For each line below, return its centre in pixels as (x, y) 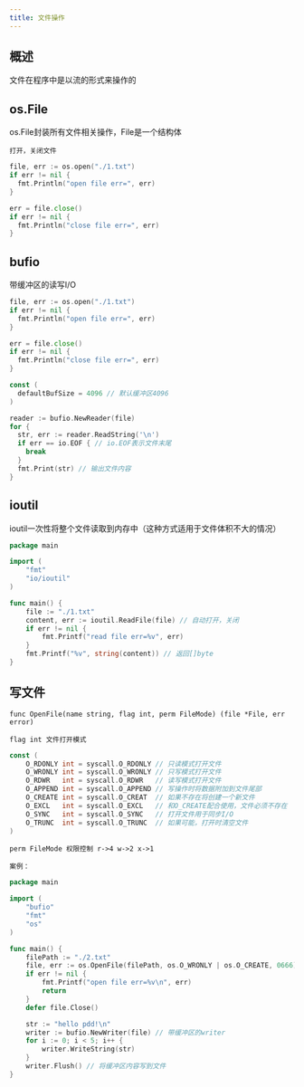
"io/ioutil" (48, 579)
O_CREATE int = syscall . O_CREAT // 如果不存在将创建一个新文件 (140, 797)
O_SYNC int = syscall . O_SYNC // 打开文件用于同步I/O (129, 814)
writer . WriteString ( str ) (89, 1049)
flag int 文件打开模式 (48, 739)
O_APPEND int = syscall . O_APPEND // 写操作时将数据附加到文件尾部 (144, 789)
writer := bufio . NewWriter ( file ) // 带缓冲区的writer (126, 1033)
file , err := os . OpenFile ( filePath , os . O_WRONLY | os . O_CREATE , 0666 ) (161, 966)
